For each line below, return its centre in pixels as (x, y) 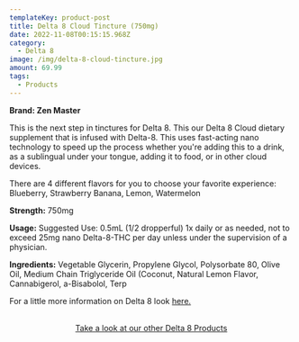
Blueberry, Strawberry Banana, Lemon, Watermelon (105, 193)
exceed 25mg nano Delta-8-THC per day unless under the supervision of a (149, 237)
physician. (28, 247)
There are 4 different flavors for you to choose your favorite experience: (143, 183)
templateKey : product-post (60, 18)
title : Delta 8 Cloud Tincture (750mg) (84, 26)
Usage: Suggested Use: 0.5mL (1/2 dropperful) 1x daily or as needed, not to (149, 228)
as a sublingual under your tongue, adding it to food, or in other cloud (138, 156)
